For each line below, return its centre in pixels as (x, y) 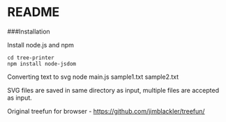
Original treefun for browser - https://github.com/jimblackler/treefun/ (106, 111)
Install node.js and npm (41, 45)
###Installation (29, 31)
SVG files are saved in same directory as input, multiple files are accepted (113, 90)
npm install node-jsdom (42, 63)
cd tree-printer (31, 58)
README (33, 12)
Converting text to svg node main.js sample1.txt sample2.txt (93, 77)
